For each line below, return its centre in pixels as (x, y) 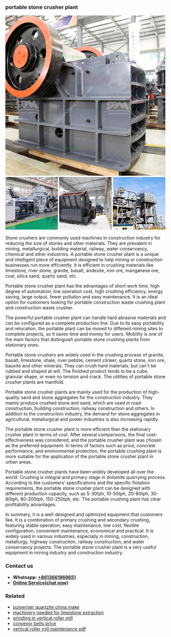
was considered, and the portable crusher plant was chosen (99, 440)
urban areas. (19, 462)
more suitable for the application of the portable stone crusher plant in (79, 456)
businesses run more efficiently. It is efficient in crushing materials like (79, 265)
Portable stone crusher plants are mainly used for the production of (76, 392)
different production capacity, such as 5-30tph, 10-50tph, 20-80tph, (78, 494)
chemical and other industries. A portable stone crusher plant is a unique (82, 254)
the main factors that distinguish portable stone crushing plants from (78, 340)
